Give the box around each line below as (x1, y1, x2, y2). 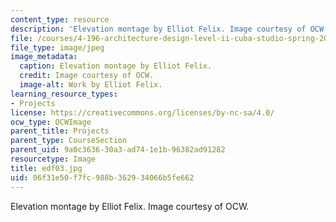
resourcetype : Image (10, 154, 97, 164)
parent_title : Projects (10, 126, 110, 136)
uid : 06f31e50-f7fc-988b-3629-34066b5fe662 (10, 172, 195, 183)
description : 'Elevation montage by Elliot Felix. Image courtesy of (10, 24, 307, 34)
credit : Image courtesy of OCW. (19, 71, 155, 81)
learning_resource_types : (10, 89, 118, 99)
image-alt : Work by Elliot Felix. (19, 80, 163, 90)
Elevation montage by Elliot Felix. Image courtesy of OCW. (10, 200, 250, 212)
